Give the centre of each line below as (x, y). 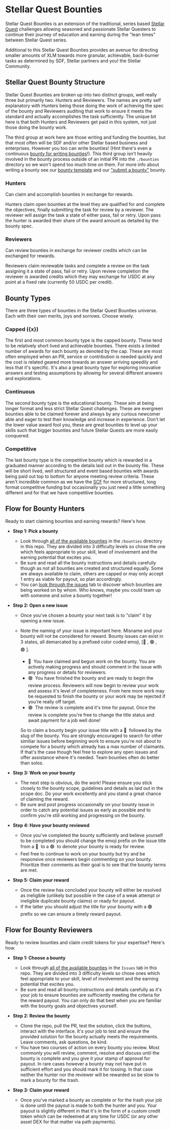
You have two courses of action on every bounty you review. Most (90, 1047)
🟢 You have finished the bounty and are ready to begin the (91, 678)
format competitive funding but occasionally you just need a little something (85, 487)
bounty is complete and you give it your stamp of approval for (85, 1058)
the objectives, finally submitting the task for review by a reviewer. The (80, 210)
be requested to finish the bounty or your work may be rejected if (97, 696)
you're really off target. (52, 702)
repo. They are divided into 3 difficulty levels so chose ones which (90, 973)
